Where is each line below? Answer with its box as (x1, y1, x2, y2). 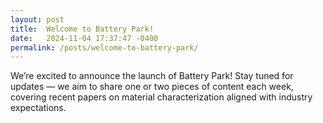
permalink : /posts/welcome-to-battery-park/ (10, 42, 199, 53)
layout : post (10, 14, 65, 25)
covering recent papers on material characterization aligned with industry (10, 91, 313, 103)
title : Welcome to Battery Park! (10, 24, 155, 34)
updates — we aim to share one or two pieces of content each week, (10, 81, 294, 93)
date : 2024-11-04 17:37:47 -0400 (10, 33, 159, 43)
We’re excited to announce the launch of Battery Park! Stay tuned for (10, 70, 294, 82)
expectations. (10, 102, 67, 114)
